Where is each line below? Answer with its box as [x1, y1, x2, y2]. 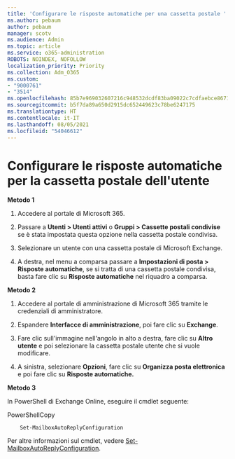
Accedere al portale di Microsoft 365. [17, 210, 125, 218]
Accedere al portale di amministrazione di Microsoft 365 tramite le [17, 299, 208, 308]
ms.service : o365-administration [7, 50, 105, 57]
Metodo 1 [7, 196, 35, 204]
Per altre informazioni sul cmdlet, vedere [7, 437, 124, 445]
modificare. [17, 349, 51, 357]
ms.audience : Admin [7, 36, 64, 43]
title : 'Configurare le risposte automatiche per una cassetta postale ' [7, 10, 227, 18]
